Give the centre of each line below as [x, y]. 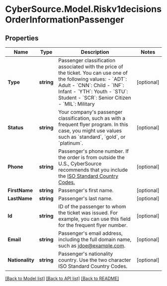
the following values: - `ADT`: [93, 79]
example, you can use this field [94, 219]
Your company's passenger [90, 112]
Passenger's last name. [85, 198]
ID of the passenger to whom [92, 206]
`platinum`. [71, 143]
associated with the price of [91, 67]
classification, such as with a [92, 118]
